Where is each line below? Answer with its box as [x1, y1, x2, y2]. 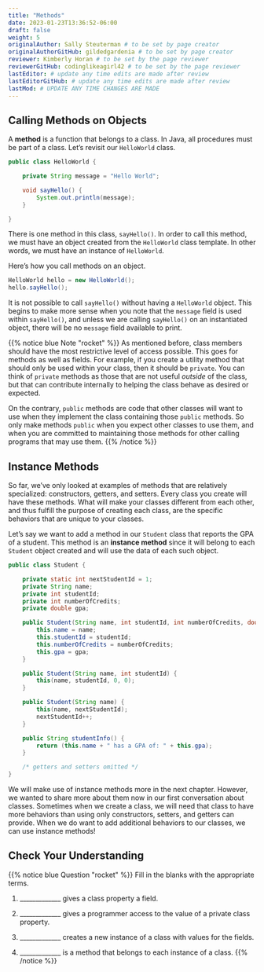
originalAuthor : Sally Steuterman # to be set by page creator [8, 41, 220, 49]
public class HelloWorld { [8, 158, 97, 166]
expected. [8, 388, 41, 398]
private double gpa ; [22, 604, 90, 613]
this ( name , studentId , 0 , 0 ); [36, 677, 135, 684]
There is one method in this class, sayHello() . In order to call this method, [8, 229, 247, 239]
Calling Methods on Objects [8, 113, 148, 127]
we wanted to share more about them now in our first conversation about [8, 793, 245, 802]
